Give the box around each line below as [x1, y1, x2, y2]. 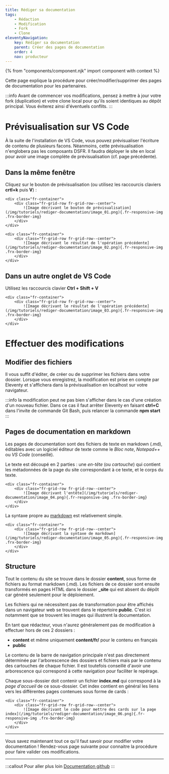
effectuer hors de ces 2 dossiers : [5, 627, 75, 633]
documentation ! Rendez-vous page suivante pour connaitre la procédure [5, 743, 157, 749]
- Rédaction [14, 17, 39, 22]
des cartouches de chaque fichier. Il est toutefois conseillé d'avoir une [5, 662, 151, 668]
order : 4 [14, 49, 33, 54]
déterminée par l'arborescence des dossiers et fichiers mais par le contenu [5, 657, 161, 663]
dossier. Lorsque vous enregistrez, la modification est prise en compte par [5, 376, 159, 382]
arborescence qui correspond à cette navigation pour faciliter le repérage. [5, 668, 159, 674]
